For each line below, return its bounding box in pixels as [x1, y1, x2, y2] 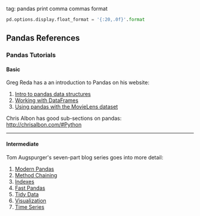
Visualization [14, 197, 46, 204]
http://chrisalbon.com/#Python [6, 121, 82, 128]
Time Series [14, 203, 45, 211]
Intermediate [6, 140, 39, 147]
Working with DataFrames [14, 97, 79, 104]
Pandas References [6, 33, 80, 44]
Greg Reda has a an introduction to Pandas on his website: [6, 79, 150, 86]
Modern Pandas [14, 165, 55, 172]
